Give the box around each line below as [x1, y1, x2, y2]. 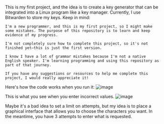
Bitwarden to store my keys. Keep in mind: [5, 15, 90, 20]
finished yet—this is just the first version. [5, 46, 102, 50]
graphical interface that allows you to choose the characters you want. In [5, 108, 153, 114]
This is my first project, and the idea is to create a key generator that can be [5, 4, 159, 10]
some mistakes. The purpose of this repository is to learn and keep [5, 28, 151, 33]
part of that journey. [5, 63, 52, 68]
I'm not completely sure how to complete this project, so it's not [5, 41, 148, 46]
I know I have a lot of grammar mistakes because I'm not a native [5, 54, 146, 59]
